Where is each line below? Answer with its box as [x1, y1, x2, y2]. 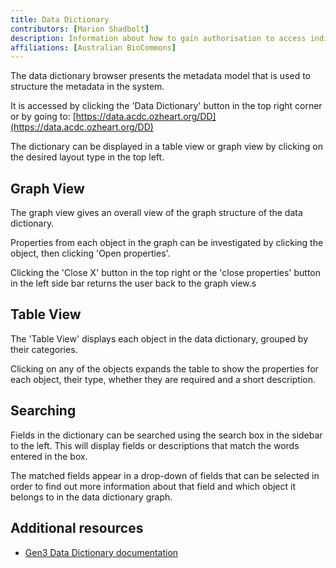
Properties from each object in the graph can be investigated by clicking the [10, 237, 324, 249]
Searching [10, 402, 77, 420]
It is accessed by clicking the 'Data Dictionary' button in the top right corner [10, 100, 323, 112]
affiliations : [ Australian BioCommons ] [10, 42, 177, 53]
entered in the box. [10, 450, 88, 462]
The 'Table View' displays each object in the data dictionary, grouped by [10, 332, 308, 345]
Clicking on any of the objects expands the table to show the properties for [10, 362, 319, 375]
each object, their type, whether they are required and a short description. [10, 373, 316, 385]
